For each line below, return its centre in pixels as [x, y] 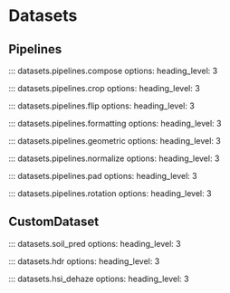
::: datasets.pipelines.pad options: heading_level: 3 [103, 176]
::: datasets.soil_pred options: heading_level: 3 [95, 243]
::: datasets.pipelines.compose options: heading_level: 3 [113, 71]
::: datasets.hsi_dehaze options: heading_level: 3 [99, 279]
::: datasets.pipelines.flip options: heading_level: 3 [102, 106]
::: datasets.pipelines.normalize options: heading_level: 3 [114, 158]
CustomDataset [54, 222]
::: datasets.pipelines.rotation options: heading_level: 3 [110, 194]
